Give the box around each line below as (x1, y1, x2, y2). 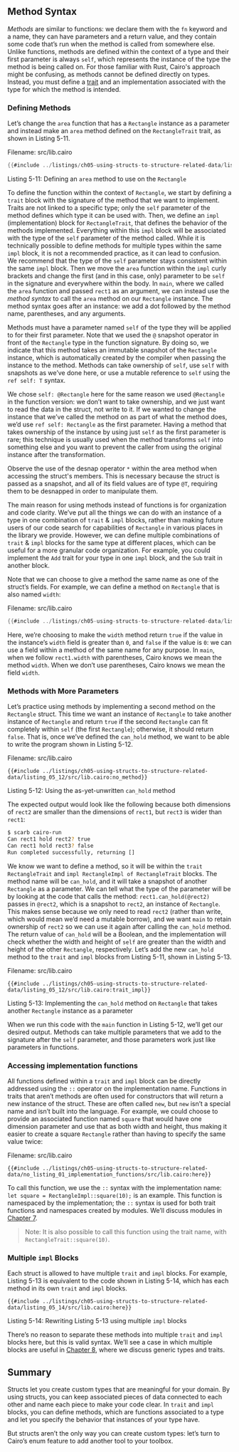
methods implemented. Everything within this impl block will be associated (7, 226, 226, 234)
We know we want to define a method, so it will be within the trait (7, 861, 203, 870)
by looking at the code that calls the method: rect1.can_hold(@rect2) (7, 892, 210, 900)
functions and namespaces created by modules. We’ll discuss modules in (7, 1206, 223, 1214)
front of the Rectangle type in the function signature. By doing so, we (7, 338, 210, 347)
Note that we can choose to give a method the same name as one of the (7, 574, 219, 583)
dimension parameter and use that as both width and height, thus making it (7, 1122, 228, 1130)
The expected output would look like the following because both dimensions (7, 800, 231, 809)
